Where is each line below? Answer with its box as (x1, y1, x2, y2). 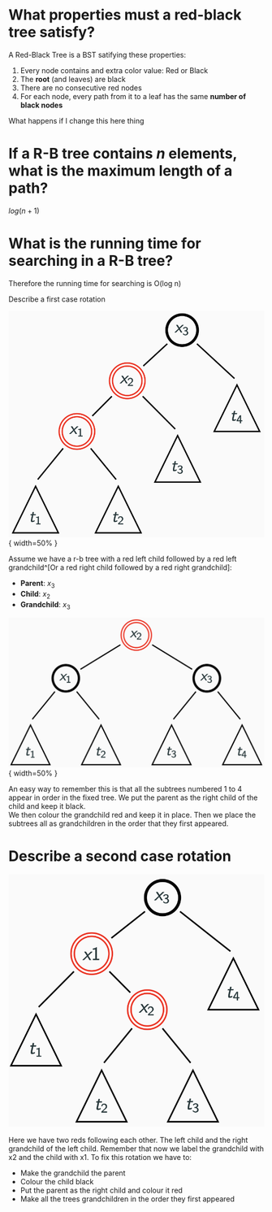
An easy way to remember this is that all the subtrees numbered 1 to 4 (8, 784, 243, 794)
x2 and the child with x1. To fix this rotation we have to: (8, 1152, 192, 1162)
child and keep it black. (8, 801, 86, 811)
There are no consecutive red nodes (19, 83, 142, 93)
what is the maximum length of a (8, 162, 233, 180)
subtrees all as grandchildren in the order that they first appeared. (8, 819, 229, 828)
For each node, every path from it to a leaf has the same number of (19, 91, 246, 101)
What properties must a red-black (8, 6, 242, 24)
